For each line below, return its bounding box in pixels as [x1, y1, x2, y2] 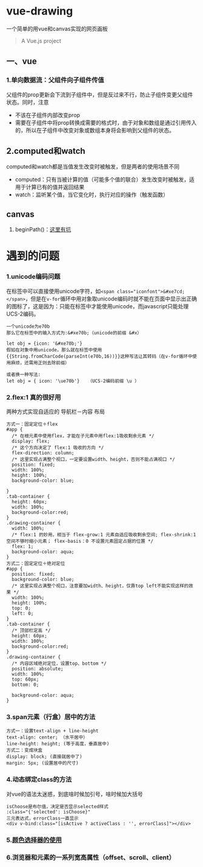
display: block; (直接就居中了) [6, 754, 83, 760]
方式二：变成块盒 [6, 747, 43, 754]
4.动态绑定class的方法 [6, 776, 72, 784]
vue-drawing [6, 4, 73, 18]
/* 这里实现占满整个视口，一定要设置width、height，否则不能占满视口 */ [12, 456, 176, 463]
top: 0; [12, 605, 32, 611]
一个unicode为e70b [6, 323, 50, 330]
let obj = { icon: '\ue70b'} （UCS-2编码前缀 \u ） [6, 377, 139, 384]
